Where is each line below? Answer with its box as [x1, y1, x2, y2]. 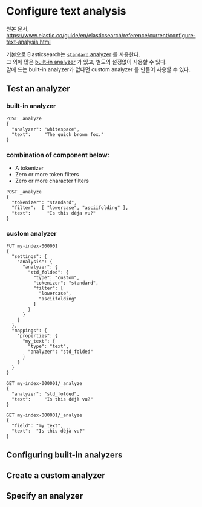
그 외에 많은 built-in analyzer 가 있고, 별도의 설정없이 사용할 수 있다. [6, 58, 168, 65]
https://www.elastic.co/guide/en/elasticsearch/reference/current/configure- [6, 31, 196, 39]
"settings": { [11, 254, 47, 260]
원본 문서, [6, 25, 29, 32]
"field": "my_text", [11, 423, 64, 429]
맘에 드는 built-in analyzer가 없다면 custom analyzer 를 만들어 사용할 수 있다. [6, 65, 191, 73]
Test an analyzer [6, 83, 71, 94]
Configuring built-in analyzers [6, 450, 123, 460]
